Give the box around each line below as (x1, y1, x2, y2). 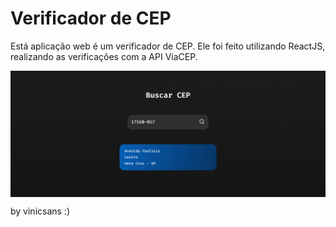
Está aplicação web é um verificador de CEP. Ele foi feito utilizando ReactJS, (10, 40, 326, 52)
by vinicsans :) (10, 205, 71, 217)
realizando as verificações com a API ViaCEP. (10, 50, 198, 62)
